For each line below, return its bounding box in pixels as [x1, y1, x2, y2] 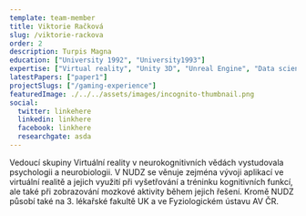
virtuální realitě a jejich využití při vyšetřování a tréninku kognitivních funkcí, [9, 176, 293, 187]
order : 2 [9, 38, 43, 48]
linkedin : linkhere [17, 115, 92, 124]
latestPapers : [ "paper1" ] [9, 73, 107, 82]
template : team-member [9, 13, 96, 23]
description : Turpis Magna [9, 47, 112, 57]
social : [9, 98, 39, 108]
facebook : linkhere [17, 124, 92, 133]
